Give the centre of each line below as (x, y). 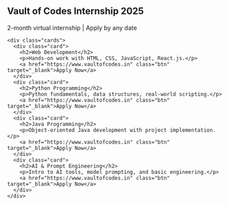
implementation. (193, 130)
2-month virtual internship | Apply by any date (72, 27)
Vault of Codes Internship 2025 (75, 11)
